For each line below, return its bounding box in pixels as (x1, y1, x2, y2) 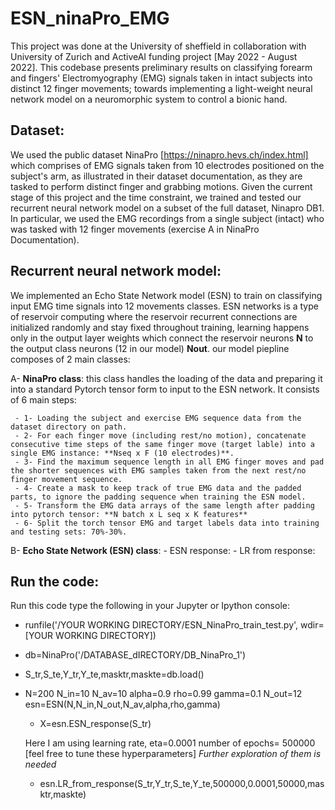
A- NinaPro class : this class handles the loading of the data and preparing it (10, 372, 323, 384)
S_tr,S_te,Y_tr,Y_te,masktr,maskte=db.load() (24, 668, 205, 681)
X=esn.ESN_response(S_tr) (39, 718, 152, 730)
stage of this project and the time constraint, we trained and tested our (10, 191, 302, 203)
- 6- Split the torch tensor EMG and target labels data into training (14, 518, 320, 528)
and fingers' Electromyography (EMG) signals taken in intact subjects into (10, 72, 313, 84)
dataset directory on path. (10, 422, 128, 432)
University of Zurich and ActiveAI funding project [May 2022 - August (10, 50, 298, 62)
